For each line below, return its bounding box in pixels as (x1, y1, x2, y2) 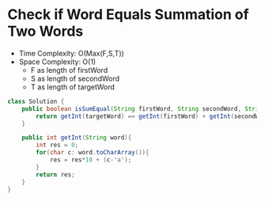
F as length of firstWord (30, 65, 108, 74)
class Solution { (7, 97, 65, 105)
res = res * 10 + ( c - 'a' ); (49, 156, 132, 164)
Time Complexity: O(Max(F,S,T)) (18, 48, 124, 58)
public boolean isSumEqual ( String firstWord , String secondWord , (21, 104, 242, 112)
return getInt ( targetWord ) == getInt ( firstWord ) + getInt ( (36, 112, 235, 120)
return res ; (36, 170, 76, 179)
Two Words (7, 22, 84, 40)
